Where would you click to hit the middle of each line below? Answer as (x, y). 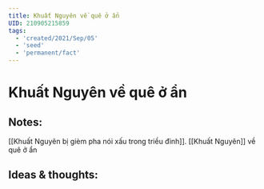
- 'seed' (30, 46)
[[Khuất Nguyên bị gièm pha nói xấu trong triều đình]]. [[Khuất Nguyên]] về (132, 141)
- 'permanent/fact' (48, 53)
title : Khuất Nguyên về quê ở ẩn (64, 16)
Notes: (25, 122)
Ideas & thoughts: (53, 175)
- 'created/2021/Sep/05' (57, 38)
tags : (17, 30)
